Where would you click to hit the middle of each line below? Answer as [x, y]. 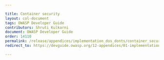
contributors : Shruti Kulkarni [37, 27]
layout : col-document [27, 18]
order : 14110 [18, 37]
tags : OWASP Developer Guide [35, 23]
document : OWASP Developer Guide [39, 32]
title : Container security [32, 14]
